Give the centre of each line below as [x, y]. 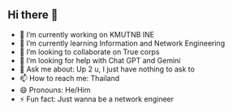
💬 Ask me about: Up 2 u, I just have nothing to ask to [107, 69]
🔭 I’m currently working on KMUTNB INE [87, 34]
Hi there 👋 [33, 15]
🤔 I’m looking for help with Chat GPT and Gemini [100, 60]
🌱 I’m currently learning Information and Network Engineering [122, 43]
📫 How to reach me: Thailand [69, 78]
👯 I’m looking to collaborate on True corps [89, 52]
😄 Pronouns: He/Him [55, 89]
